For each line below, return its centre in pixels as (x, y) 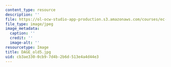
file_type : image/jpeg (29, 24)
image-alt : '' (25, 43)
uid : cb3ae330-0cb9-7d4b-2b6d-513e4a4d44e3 (52, 57)
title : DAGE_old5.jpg (28, 52)
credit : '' (21, 38)
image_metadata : (22, 29)
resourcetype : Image (27, 47)
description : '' (22, 15)
